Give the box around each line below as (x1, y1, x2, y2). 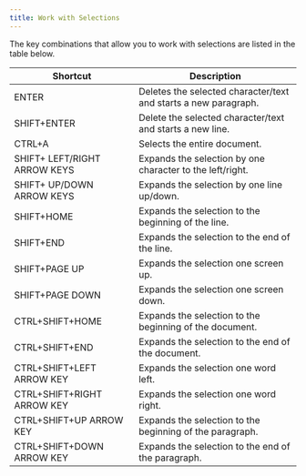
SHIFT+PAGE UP (14, 262, 85, 275)
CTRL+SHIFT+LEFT (14, 361, 97, 374)
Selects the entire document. (138, 137, 262, 150)
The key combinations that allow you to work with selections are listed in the (9, 38, 296, 49)
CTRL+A (14, 137, 49, 150)
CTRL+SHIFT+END (14, 340, 94, 353)
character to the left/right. (138, 163, 249, 176)
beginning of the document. (138, 320, 258, 333)
